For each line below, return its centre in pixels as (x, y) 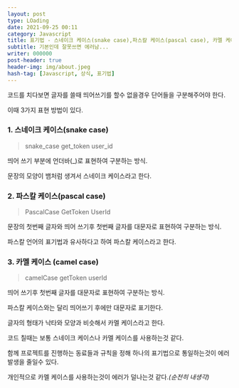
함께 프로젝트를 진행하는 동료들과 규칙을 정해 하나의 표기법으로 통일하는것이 (112, 353)
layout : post (27, 14)
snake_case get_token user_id (69, 146)
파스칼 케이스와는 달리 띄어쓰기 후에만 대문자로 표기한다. (85, 308)
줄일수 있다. (42, 362)
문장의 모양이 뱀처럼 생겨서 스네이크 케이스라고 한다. (79, 176)
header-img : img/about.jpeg (49, 67)
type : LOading (28, 21)
